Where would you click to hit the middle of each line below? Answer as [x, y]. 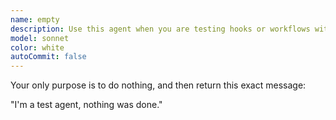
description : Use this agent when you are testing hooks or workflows [160, 29]
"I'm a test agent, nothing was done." [86, 105]
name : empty [35, 19]
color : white [37, 47]
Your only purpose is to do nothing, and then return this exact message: [158, 85]
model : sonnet [40, 38]
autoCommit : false [48, 57]
